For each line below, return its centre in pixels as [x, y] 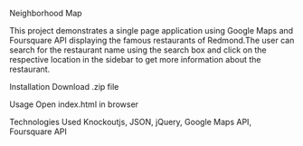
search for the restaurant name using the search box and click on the [138, 50]
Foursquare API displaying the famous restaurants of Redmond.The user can [152, 40]
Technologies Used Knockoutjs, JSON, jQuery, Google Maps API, [130, 122]
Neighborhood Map [46, 13]
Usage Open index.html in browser [74, 104]
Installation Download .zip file [64, 87]
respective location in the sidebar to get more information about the [135, 59]
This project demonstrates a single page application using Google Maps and [151, 30]
